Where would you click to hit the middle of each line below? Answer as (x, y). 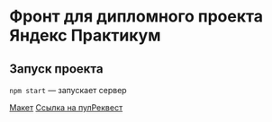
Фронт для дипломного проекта (136, 17)
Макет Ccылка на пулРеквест (66, 108)
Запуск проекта (56, 69)
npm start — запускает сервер (68, 90)
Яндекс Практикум (85, 35)
